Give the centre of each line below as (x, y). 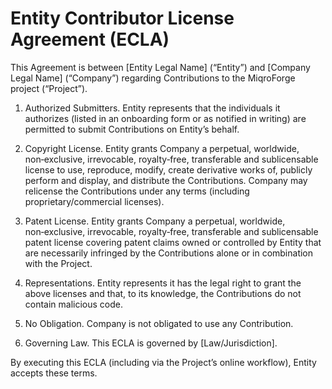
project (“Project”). (49, 88)
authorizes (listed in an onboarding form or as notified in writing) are (165, 118)
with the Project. (58, 263)
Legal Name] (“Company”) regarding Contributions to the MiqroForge (153, 78)
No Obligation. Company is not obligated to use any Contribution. (159, 323)
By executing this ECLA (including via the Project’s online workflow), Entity (163, 362)
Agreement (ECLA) (90, 39)
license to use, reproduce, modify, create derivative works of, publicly (168, 169)
